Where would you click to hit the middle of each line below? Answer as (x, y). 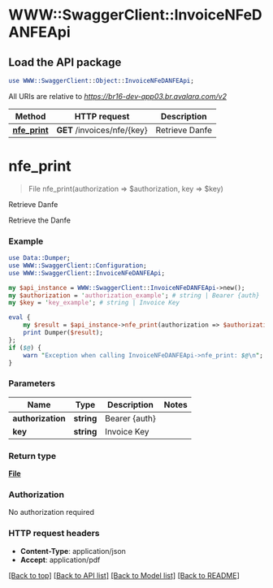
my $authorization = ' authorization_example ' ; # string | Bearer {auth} (134, 295)
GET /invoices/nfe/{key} (102, 130)
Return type (32, 456)
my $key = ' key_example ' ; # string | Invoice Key (94, 303)
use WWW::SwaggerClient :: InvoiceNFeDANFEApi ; (87, 273)
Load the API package (65, 62)
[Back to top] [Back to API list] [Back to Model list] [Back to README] (124, 575)
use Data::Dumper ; (39, 258)
